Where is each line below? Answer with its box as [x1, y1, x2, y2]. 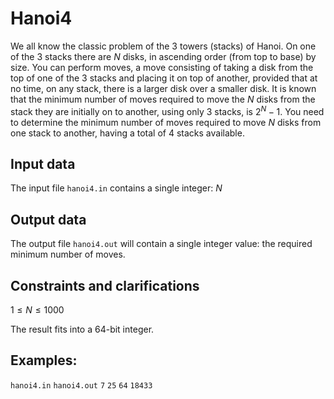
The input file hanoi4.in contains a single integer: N [10, 182, 223, 194]
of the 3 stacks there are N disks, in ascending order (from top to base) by [10, 50, 317, 62]
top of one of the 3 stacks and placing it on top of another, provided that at [10, 72, 318, 84]
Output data [10, 211, 87, 228]
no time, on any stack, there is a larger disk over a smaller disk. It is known [10, 82, 317, 94]
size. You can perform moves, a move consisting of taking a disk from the [10, 61, 314, 73]
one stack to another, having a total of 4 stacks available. [10, 127, 245, 139]
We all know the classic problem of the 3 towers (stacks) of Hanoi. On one [10, 40, 317, 52]
